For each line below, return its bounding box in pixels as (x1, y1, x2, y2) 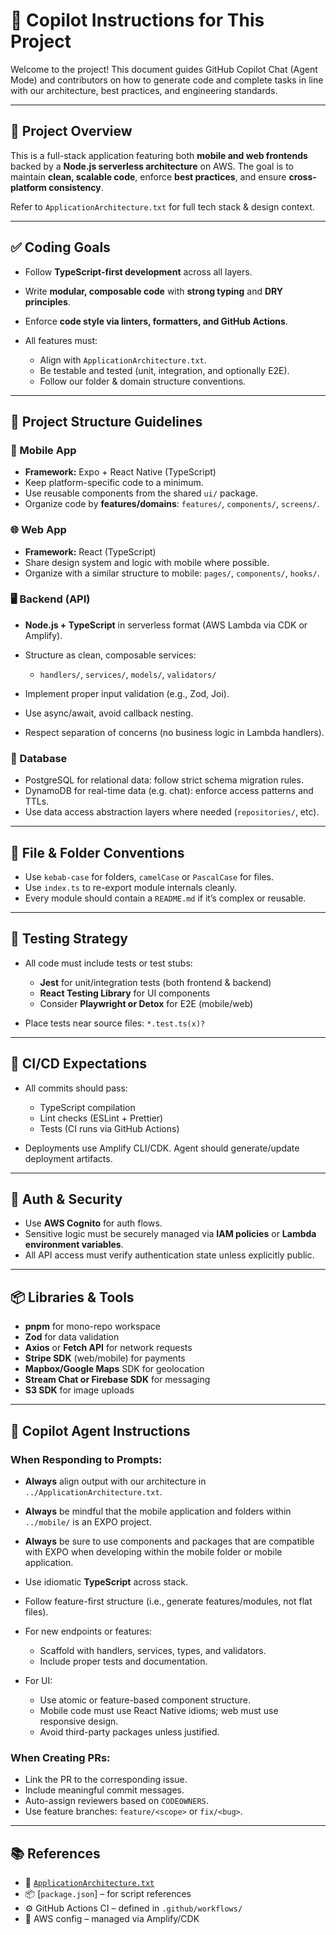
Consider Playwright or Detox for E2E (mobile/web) (39, 997, 254, 1009)
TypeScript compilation (39, 1101, 136, 1113)
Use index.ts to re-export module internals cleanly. (24, 881, 237, 893)
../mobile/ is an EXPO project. (24, 1515, 152, 1528)
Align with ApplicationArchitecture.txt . (39, 354, 207, 366)
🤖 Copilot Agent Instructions (10, 1422, 191, 1439)
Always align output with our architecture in (24, 1475, 207, 1487)
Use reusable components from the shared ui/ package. (24, 487, 258, 499)
